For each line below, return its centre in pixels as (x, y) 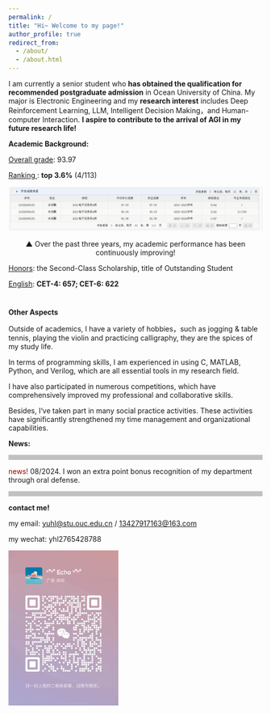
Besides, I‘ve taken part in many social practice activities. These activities (131, 410)
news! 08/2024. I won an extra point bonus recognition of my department (130, 471)
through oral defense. (44, 480)
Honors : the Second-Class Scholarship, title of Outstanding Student (121, 268)
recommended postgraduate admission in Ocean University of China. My (132, 92)
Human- (235, 110)
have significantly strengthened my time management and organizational (129, 419)
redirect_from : (34, 43)
